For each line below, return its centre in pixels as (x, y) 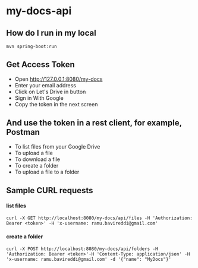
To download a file (37, 159)
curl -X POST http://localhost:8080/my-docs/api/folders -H (82, 249)
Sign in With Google (39, 98)
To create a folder (37, 165)
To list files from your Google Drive (57, 146)
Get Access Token (41, 64)
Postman (23, 132)
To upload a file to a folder (47, 172)
